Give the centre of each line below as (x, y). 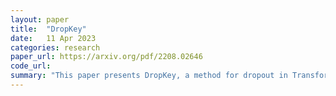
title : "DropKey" (48, 29)
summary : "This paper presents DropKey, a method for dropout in (149, 76)
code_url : (31, 66)
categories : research (55, 47)
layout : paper (40, 19)
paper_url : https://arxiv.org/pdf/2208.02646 (106, 57)
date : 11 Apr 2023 (53, 38)
